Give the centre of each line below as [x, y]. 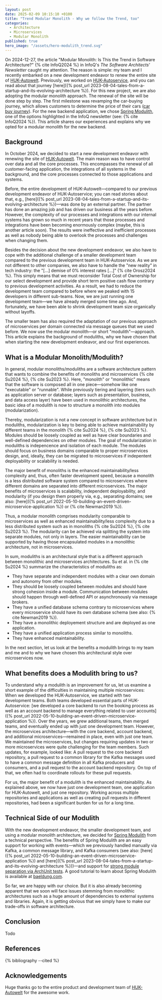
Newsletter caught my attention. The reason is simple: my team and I [73, 70]
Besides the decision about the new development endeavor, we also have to [81, 250]
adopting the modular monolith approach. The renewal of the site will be [77, 96]
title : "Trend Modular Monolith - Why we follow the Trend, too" [72, 18]
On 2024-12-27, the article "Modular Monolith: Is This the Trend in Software [80, 59]
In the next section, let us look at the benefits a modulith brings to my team [79, 648]
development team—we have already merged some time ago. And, [72, 301]
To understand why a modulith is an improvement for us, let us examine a [78, 685]
